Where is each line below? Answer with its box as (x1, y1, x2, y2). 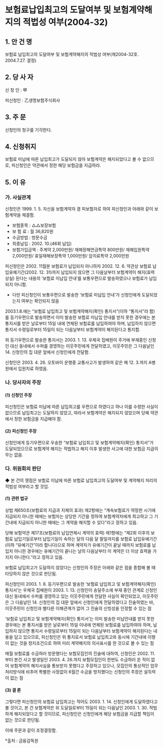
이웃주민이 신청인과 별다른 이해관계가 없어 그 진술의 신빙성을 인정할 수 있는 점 (5, 605, 152, 611)
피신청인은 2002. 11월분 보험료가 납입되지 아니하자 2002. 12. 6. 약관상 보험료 (5, 263, 152, 269)
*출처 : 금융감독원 (5, 738, 39, 744)
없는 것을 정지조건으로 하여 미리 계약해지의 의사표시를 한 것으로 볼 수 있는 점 (10, 640, 154, 646)
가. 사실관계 (5, 194, 31, 200)
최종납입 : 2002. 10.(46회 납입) (12, 241, 72, 247)
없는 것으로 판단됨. (5, 717, 40, 723)
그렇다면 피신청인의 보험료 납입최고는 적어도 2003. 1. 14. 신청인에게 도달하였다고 (5, 699, 158, 705)
